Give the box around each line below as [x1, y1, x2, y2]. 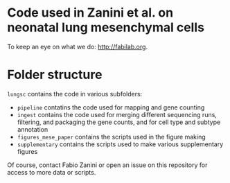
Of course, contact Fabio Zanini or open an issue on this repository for [7, 161, 208, 169]
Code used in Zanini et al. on [7, 5, 174, 21]
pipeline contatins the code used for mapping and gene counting [17, 103, 205, 112]
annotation [17, 125, 48, 133]
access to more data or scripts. [7, 168, 96, 176]
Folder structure [7, 67, 103, 82]
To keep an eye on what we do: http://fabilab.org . [7, 42, 148, 51]
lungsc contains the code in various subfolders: [7, 89, 143, 98]
